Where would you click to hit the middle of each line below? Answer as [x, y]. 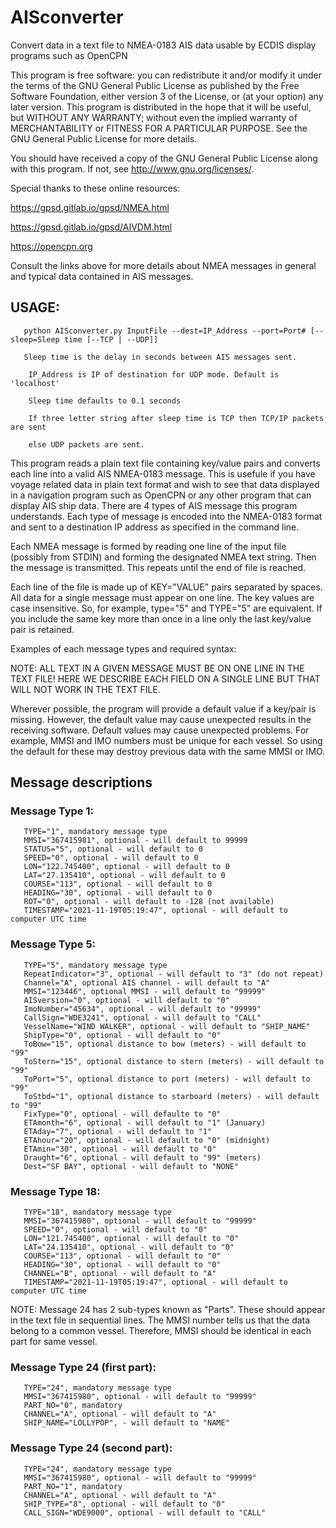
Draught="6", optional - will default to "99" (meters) [142, 1157]
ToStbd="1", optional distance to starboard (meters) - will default [171, 1096]
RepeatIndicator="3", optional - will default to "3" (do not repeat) [174, 974]
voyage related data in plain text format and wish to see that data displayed [165, 484]
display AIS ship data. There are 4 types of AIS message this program [154, 505]
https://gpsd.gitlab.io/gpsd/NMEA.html [90, 207]
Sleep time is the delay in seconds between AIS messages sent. [160, 357]
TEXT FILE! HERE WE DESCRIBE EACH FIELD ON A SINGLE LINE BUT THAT [165, 678]
